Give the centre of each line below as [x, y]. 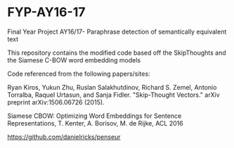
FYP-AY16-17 [46, 12]
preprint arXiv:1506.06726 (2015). [56, 102]
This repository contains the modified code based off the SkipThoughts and [117, 53]
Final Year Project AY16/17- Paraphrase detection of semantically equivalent [117, 32]
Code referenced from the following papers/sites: [79, 74]
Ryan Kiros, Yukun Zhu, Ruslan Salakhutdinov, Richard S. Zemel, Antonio [112, 87]
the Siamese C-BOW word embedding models [74, 60]
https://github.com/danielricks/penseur [64, 137]
